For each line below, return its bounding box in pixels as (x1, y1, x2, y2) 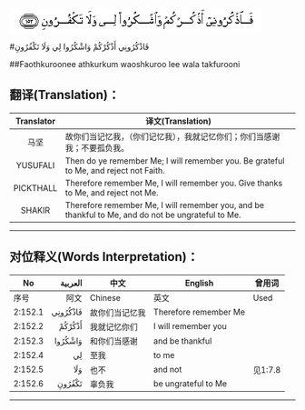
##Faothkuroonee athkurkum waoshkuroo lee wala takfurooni (9, 59, 241, 69)
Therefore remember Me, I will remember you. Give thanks (64, 177, 283, 189)
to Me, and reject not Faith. (64, 165, 165, 175)
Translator (15, 115, 56, 126)
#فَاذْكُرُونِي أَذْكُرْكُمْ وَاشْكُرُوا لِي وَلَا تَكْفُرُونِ (9, 41, 150, 52)
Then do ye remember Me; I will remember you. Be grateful (64, 155, 285, 166)
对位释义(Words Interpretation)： (9, 249, 200, 265)
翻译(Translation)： (9, 87, 121, 103)
